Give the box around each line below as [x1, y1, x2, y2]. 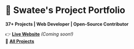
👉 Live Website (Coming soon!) [5, 31, 74, 37]
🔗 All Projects [5, 38, 35, 44]
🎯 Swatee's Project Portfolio [5, 4, 125, 16]
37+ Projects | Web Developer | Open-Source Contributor [5, 21, 129, 27]
